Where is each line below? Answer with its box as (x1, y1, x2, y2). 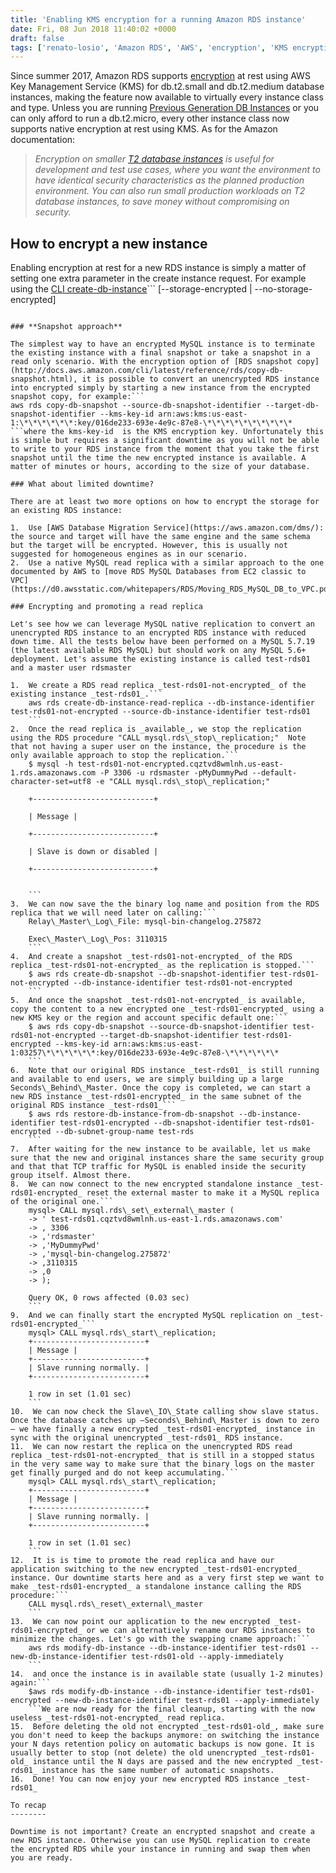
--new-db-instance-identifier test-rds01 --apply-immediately (54, 1696, 320, 1706)
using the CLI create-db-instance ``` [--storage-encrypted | (10, 283, 253, 295)
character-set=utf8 (10, 777, 92, 787)
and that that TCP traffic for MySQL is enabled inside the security (10, 1162, 307, 1172)
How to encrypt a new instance (10, 235, 208, 252)
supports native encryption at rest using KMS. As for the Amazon (10, 123, 278, 135)
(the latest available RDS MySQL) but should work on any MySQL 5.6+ (10, 646, 307, 656)
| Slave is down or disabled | (28, 847, 159, 857)
